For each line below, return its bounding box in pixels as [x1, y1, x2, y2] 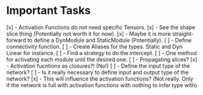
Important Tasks [6, 4, 91, 18]
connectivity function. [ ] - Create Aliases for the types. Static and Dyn [6, 43, 183, 50]
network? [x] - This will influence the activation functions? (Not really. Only [6, 75, 193, 82]
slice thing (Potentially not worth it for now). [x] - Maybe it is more [6, 30, 171, 37]
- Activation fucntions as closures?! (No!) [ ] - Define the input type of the [6, 62, 190, 70]
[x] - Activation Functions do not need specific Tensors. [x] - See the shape [6, 24, 196, 31]
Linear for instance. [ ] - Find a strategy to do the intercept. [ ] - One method [6, 49, 198, 56]
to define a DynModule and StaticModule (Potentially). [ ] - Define [27, 36, 192, 44]
